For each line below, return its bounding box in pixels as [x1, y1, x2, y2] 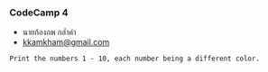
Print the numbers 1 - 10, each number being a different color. [9, 54, 260, 64]
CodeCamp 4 [9, 6, 69, 19]
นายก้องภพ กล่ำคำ [22, 27, 77, 38]
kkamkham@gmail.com [22, 37, 110, 48]
